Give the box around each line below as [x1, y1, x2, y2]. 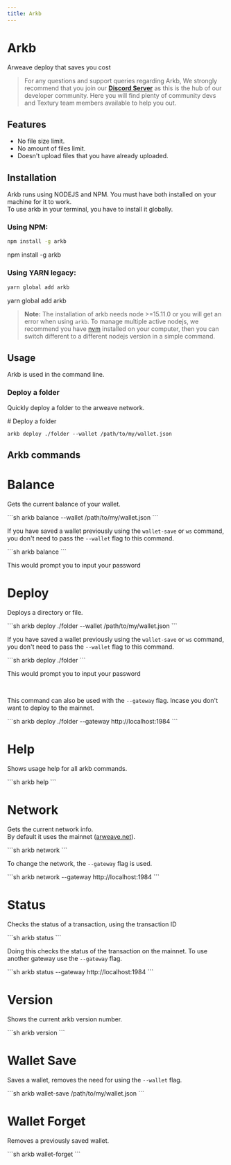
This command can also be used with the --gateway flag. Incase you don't [7, 696, 219, 704]
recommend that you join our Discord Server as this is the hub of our [24, 84, 222, 92]
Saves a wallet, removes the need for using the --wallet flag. [7, 1075, 182, 1084]
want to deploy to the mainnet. [7, 704, 95, 712]
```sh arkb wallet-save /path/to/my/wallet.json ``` [7, 1089, 144, 1097]
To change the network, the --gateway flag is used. [7, 859, 153, 867]
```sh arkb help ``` [7, 778, 57, 786]
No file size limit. [17, 137, 65, 146]
